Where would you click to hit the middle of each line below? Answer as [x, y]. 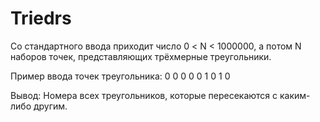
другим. [50, 106]
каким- [295, 95]
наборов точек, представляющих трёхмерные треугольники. [141, 56]
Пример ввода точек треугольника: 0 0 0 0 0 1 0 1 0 [120, 76]
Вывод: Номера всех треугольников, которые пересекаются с [144, 95]
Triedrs [41, 18]
